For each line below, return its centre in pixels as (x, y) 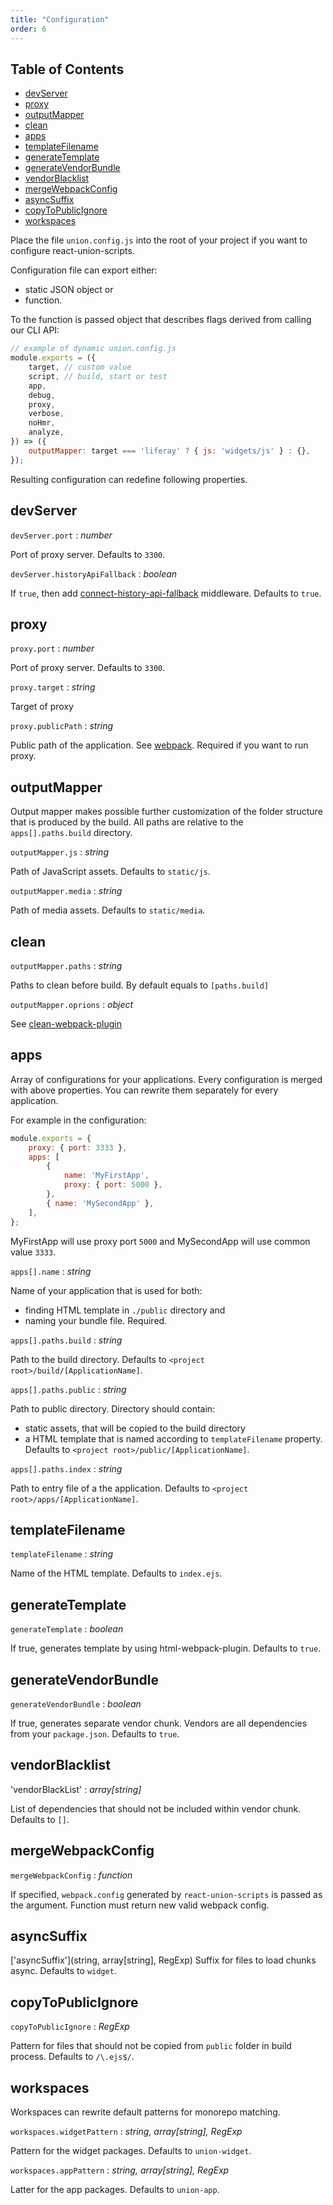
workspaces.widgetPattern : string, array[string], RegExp (126, 2131)
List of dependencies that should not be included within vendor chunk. (156, 1808)
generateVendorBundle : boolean (76, 1703)
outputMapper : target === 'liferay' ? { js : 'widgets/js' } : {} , (169, 451)
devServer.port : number (61, 535)
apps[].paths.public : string (68, 1389)
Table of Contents (67, 69)
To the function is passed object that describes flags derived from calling (161, 320)
